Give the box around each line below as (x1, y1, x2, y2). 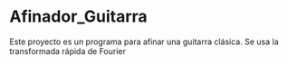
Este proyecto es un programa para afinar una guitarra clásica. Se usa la (9, 36, 279, 47)
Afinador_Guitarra (9, 6, 148, 27)
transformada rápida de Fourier (9, 45, 127, 56)
